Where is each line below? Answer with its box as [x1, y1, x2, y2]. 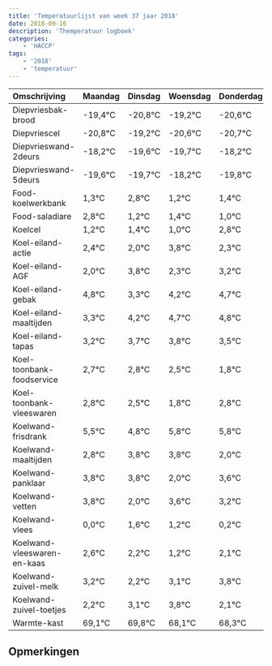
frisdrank [12, 431, 47, 442]
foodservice [12, 374, 58, 385]
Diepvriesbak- [12, 104, 69, 115]
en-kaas [12, 557, 46, 569]
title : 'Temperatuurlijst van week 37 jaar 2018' [8, 11, 180, 20]
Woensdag [168, 90, 211, 101]
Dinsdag [127, 90, 160, 101]
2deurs [12, 151, 40, 162]
